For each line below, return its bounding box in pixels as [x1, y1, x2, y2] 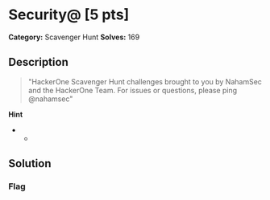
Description [8, 55, 69, 69]
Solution [8, 157, 52, 170]
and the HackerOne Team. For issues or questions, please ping [27, 85, 238, 95]
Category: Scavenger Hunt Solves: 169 [8, 32, 140, 42]
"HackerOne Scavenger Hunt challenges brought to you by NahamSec [27, 76, 262, 86]
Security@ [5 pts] [8, 6, 130, 24]
